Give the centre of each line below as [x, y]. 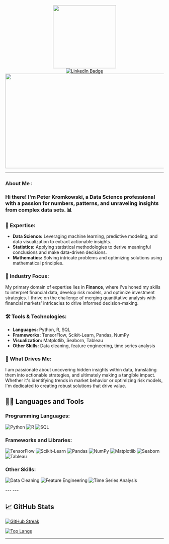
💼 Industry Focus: [27, 276]
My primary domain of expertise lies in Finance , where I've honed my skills [83, 287]
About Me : [19, 183]
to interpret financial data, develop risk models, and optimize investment [80, 293]
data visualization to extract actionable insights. [62, 242]
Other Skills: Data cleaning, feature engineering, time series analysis [84, 346]
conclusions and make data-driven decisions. [60, 252]
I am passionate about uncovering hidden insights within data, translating [81, 370]
